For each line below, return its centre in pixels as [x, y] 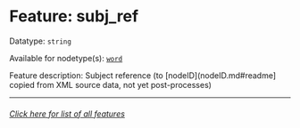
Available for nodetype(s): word [66, 58]
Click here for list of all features [67, 114]
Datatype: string [40, 41]
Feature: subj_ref [74, 16]
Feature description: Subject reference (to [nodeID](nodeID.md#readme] [143, 75]
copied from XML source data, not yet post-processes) [111, 84]
